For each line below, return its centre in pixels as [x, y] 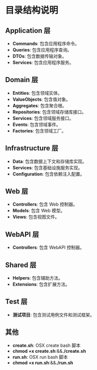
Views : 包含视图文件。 [36, 217]
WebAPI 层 [22, 234]
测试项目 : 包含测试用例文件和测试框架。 [53, 315]
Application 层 [28, 30]
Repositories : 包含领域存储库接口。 [49, 112]
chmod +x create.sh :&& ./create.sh [49, 351]
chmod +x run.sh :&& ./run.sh [43, 362]
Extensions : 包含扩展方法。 [41, 284]
